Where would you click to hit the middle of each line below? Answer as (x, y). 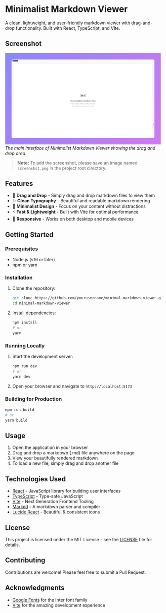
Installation (19, 278)
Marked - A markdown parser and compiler (56, 507)
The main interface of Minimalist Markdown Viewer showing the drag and (80, 148)
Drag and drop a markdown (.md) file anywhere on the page (73, 453)
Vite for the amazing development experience (59, 605)
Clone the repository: (34, 288)
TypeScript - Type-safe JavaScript (47, 496)
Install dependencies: (34, 313)
